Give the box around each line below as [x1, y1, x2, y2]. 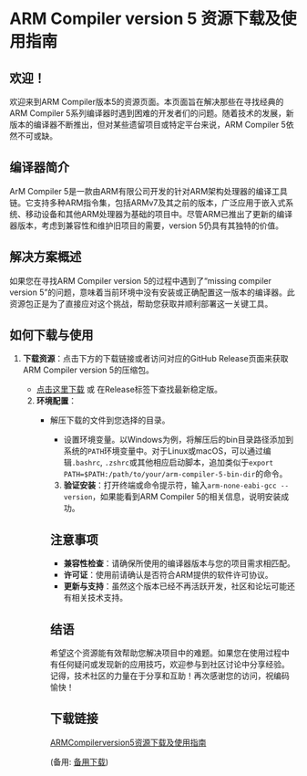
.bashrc [71, 458, 101, 468]
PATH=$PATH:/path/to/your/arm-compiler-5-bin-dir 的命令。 [63, 468, 288, 479]
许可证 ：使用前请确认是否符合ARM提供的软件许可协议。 [63, 570, 273, 581]
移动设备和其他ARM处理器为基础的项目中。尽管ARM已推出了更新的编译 [25, 208, 293, 219]
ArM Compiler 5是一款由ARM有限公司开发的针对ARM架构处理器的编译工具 [9, 185, 289, 196]
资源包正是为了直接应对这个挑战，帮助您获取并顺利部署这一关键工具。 [9, 298, 273, 309]
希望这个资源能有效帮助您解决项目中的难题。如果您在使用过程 [49, 647, 282, 658]
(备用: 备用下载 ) [49, 756, 109, 767]
